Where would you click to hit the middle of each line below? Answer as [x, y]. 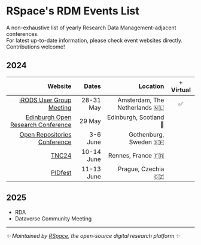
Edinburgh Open [48, 117]
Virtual [181, 90]
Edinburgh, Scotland [136, 117]
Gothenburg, [146, 134]
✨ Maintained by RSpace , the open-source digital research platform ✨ [93, 235]
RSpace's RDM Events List [73, 11]
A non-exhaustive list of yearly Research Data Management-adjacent [91, 28]
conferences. [22, 34]
